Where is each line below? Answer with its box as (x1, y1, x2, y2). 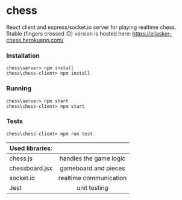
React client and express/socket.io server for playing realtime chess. (6, 23, 177, 31)
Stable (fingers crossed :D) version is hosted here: (6, 30, 131, 37)
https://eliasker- (132, 30, 172, 37)
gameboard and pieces (60, 164, 125, 172)
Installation (6, 51, 40, 60)
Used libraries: (9, 144, 52, 152)
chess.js (9, 154, 33, 163)
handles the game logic (59, 154, 126, 163)
